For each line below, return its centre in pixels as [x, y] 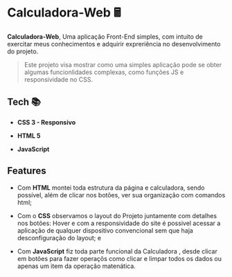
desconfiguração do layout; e [59, 238]
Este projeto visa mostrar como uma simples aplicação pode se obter [123, 64]
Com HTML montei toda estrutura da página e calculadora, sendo [111, 188]
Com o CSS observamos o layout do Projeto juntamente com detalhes [117, 215]
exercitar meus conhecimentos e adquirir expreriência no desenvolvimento [114, 44]
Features [27, 171]
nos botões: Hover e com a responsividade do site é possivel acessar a [119, 223]
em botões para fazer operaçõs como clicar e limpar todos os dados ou [119, 258]
